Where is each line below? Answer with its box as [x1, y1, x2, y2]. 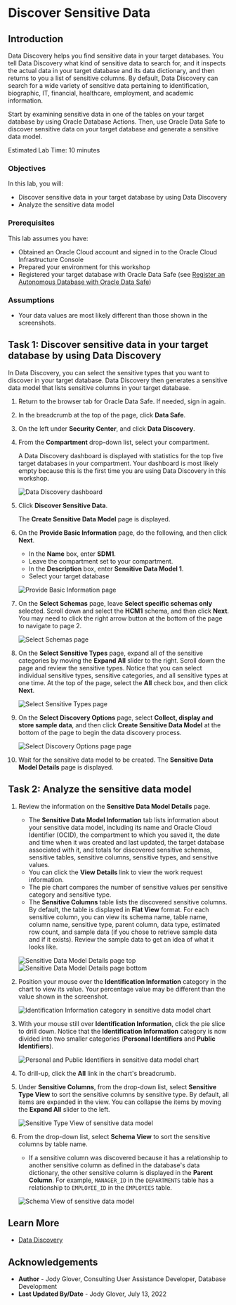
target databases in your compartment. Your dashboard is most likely [18, 459, 218, 467]
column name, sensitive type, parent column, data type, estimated [28, 920, 221, 928]
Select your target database [28, 571, 110, 580]
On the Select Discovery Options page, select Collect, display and [18, 713, 214, 722]
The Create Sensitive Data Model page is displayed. [18, 514, 171, 523]
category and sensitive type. [28, 890, 112, 899]
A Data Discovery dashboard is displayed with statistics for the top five [18, 451, 223, 460]
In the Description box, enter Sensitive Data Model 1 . [28, 564, 184, 573]
